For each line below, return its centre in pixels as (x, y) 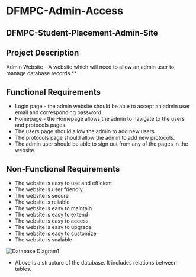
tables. (23, 269)
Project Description (43, 52)
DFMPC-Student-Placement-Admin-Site (82, 33)
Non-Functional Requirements (63, 169)
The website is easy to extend (51, 215)
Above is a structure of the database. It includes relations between (96, 263)
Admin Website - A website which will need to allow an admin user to (90, 67)
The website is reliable (42, 202)
